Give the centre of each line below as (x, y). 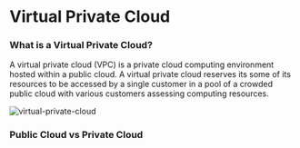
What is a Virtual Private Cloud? (81, 45)
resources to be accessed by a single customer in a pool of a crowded (141, 84)
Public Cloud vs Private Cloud (76, 135)
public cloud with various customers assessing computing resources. (140, 94)
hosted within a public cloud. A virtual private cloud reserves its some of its (150, 74)
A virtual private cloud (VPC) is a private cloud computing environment (142, 64)
